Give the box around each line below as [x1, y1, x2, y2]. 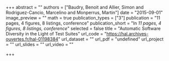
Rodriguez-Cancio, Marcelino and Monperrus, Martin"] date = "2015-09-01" [6, 9, 163, 15]
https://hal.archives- [106, 31, 149, 36]
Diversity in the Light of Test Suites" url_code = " [6, 31, 107, 36]
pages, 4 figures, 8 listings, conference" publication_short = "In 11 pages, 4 [6, 20, 161, 26]
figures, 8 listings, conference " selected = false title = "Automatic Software [6, 25, 161, 31]
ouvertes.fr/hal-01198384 [6, 36, 58, 42]
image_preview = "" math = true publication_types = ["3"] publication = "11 [6, 15, 160, 20]
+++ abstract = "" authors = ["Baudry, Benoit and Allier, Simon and [6, 4, 144, 10]
